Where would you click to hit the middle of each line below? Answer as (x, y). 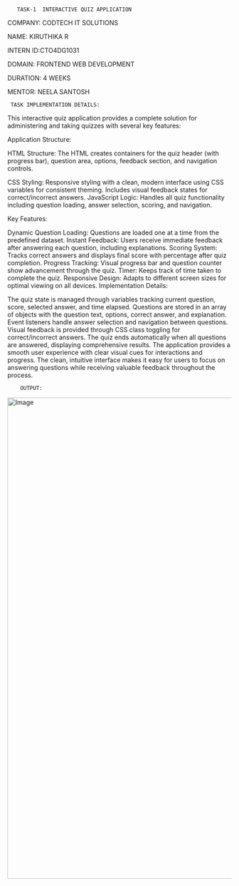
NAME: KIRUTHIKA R (38, 36)
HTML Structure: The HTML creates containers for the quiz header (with (113, 153)
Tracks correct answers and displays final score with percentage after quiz (117, 255)
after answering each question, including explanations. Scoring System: (112, 248)
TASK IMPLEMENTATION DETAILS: (55, 105)
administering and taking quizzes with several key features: (94, 125)
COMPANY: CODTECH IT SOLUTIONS (63, 23)
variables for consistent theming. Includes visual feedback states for (107, 190)
